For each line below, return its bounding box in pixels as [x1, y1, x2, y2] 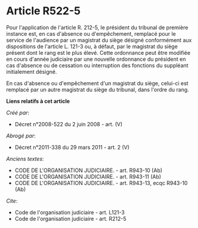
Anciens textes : [6, 155, 45, 162]
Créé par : [6, 109, 30, 116]
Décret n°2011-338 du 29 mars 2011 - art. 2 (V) [14, 143, 130, 151]
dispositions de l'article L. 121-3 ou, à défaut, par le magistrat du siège [6, 43, 178, 50]
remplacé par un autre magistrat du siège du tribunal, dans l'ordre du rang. [6, 86, 189, 93]
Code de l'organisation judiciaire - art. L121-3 [14, 208, 125, 215]
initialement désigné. [6, 68, 58, 75]
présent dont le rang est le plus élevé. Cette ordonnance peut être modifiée [6, 49, 191, 56]
